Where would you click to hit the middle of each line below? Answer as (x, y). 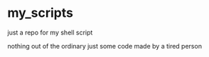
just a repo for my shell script (50, 32)
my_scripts (40, 13)
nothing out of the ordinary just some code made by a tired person (105, 46)
